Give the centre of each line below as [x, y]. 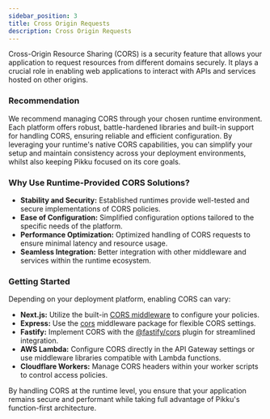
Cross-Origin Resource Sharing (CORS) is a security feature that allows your [135, 54]
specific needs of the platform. [71, 226]
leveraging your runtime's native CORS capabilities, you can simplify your [131, 144]
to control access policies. [64, 375]
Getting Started [39, 281]
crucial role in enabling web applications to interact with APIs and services [132, 71]
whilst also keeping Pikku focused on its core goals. [95, 161]
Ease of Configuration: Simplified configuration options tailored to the [137, 217]
